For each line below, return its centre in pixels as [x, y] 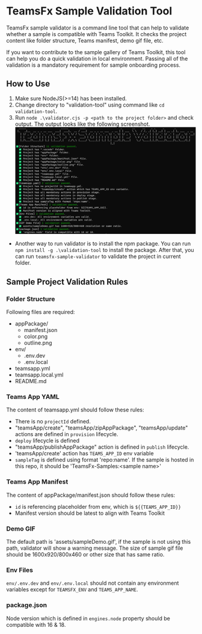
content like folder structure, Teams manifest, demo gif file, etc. [85, 40]
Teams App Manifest [37, 482]
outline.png [38, 343]
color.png [36, 337]
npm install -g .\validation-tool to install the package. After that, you [104, 250]
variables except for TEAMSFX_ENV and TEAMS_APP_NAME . [72, 589]
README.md [31, 381]
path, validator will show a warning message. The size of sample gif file [95, 548]
